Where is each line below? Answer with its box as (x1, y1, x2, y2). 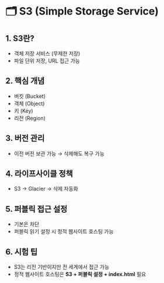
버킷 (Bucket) (13, 92, 46, 99)
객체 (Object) (13, 100, 45, 107)
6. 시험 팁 (5, 247, 38, 257)
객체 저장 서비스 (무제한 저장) (13, 50, 81, 57)
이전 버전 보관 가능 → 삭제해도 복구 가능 (13, 150, 104, 157)
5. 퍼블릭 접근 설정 (5, 204, 68, 214)
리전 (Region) (13, 115, 46, 122)
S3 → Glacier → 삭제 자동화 (13, 185, 78, 192)
